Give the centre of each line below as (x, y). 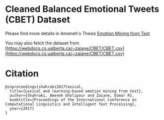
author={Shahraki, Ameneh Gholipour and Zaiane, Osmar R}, (72, 95)
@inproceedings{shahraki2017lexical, (44, 87)
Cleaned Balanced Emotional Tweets (82, 9)
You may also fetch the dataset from (42, 43)
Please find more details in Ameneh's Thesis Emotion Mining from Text (78, 33)
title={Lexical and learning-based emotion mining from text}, (76, 91)
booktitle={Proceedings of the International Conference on (73, 100)
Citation (22, 74)
